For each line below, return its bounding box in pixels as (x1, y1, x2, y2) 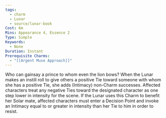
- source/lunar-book (9, 21, 52, 26)
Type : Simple (5, 35, 32, 40)
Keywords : (5, 40, 26, 45)
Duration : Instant (5, 49, 43, 54)
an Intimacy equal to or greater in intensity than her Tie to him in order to (5, 103, 154, 109)
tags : (5, 7, 16, 12)
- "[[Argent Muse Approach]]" (9, 58, 72, 63)
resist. (5, 109, 18, 115)
